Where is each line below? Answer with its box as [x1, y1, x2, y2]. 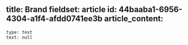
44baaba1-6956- [118, 5, 183, 15]
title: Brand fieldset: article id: [6, 5, 117, 15]
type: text [6, 29, 33, 35]
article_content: [104, 14, 164, 24]
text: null [6, 34, 33, 40]
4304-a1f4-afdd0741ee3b [6, 14, 103, 24]
